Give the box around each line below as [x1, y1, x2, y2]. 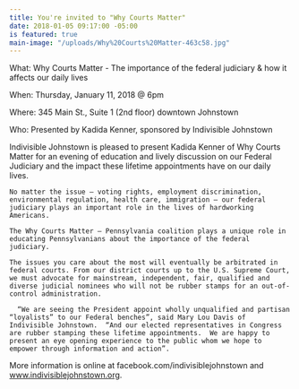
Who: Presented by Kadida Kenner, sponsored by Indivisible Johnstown [9, 125, 273, 135]
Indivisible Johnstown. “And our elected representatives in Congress [9, 321, 282, 330]
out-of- [261, 281, 291, 291]
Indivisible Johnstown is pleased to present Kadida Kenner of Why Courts [9, 142, 281, 152]
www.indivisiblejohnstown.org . [9, 369, 123, 381]
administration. [41, 290, 102, 298]
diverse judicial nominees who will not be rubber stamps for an [9, 281, 258, 291]
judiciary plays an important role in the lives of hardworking [9, 203, 254, 212]
